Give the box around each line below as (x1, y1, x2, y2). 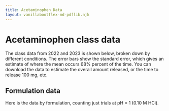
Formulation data (5, 86, 61, 95)
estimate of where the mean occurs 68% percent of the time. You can (5, 61, 151, 67)
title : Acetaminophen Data (5, 7, 62, 13)
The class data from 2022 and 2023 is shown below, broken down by (5, 50, 150, 57)
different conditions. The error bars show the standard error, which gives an (5, 56, 164, 62)
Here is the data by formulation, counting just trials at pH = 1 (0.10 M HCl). (5, 100, 159, 106)
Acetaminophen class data (5, 34, 121, 45)
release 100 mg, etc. (5, 72, 48, 78)
